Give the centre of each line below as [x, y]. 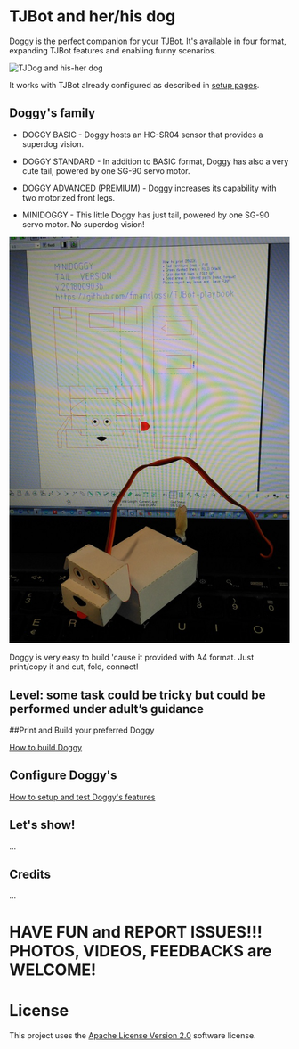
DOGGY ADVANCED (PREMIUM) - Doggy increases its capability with [149, 188]
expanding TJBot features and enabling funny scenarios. [113, 50]
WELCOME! [53, 970]
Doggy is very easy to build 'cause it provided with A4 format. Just [132, 658]
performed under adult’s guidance [107, 709]
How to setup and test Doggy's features [82, 797]
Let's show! [42, 825]
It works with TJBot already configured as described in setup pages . [134, 85]
